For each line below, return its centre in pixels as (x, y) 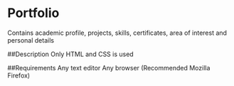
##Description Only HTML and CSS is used (70, 54)
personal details (31, 40)
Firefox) (19, 75)
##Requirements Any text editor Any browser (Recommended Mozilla (109, 68)
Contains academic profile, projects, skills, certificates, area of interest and (117, 33)
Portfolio (33, 13)
